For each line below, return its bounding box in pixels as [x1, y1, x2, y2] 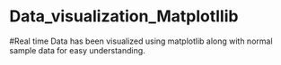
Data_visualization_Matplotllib [9, 6, 239, 27]
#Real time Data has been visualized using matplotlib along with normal [9, 36, 273, 46]
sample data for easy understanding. [9, 45, 145, 55]
